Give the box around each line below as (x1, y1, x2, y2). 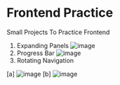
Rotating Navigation (16, 56, 74, 64)
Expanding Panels (16, 41, 69, 49)
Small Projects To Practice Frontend (6, 28, 110, 36)
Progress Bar (16, 49, 55, 57)
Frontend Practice (6, 5, 114, 21)
